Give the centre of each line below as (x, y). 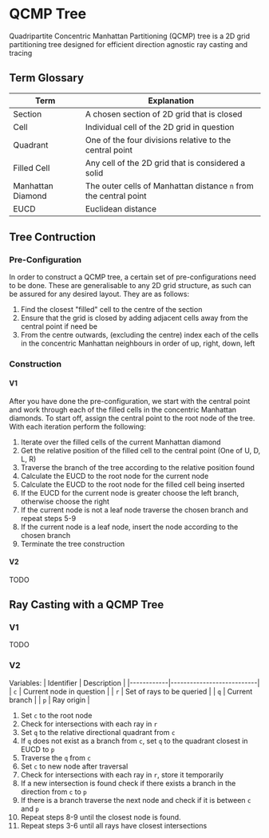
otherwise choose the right (65, 501)
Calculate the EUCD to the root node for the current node (115, 476)
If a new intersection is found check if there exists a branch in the (128, 783)
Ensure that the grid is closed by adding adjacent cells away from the (134, 318)
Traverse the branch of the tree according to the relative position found (137, 467)
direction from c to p (53, 792)
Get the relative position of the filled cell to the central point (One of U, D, (140, 450)
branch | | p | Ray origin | (49, 700)
